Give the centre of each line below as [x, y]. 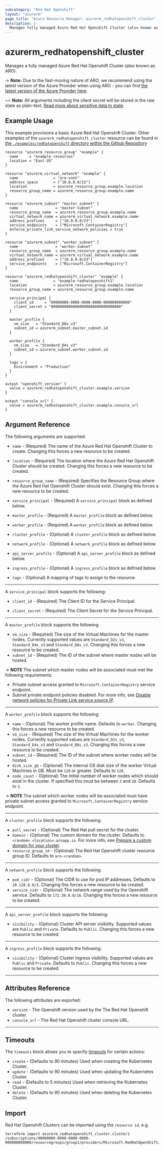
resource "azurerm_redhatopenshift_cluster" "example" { [64, 277]
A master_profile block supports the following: [52, 625]
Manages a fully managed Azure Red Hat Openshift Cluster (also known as [80, 66]
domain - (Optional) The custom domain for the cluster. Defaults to [78, 835]
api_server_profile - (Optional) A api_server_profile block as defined [84, 553]
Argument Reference [38, 425]
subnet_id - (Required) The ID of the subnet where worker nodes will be [84, 755]
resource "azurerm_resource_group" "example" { [54, 152]
